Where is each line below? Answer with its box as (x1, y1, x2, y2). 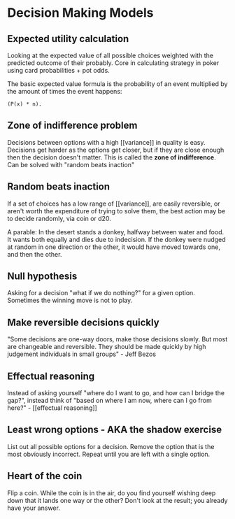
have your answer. (7, 504, 61, 512)
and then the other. (7, 250, 62, 258)
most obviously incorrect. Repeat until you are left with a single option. (7, 450, 211, 458)
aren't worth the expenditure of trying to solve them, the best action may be (7, 206, 226, 215)
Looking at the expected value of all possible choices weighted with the (7, 51, 213, 59)
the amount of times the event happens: (7, 87, 122, 95)
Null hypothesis (7, 271, 78, 283)
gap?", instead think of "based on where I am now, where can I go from (7, 397, 212, 405)
